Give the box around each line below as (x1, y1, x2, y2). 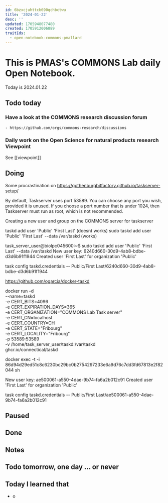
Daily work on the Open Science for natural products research (5, 137, 159, 144)
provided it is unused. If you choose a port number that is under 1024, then (5, 203, 160, 209)
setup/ (5, 188, 19, 194)
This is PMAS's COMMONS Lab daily (5, 57, 161, 68)
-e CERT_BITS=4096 (5, 298, 49, 304)
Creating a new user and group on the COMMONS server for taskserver (5, 218, 154, 224)
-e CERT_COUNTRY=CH (5, 320, 55, 326)
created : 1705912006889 (5, 26, 55, 31)
